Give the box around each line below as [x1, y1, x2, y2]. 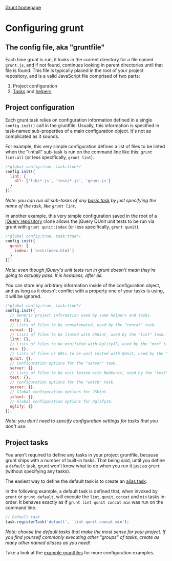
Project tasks [5, 438, 49, 447]
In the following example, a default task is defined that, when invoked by [5, 488, 158, 495]
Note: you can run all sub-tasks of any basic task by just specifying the [5, 198, 157, 204]
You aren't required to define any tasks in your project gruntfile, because [5, 452, 159, 458]
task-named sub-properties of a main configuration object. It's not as [5, 128, 152, 134]
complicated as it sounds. [5, 133, 60, 139]
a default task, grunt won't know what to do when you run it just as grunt [5, 463, 160, 469]
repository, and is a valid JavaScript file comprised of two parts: [5, 73, 140, 79]
